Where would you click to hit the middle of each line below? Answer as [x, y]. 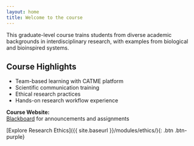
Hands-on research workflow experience [67, 101]
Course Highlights [42, 66]
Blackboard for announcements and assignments [68, 119]
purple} [16, 137]
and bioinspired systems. [38, 48]
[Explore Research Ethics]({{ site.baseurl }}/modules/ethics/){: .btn [90, 130]
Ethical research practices [48, 94]
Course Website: [28, 112]
